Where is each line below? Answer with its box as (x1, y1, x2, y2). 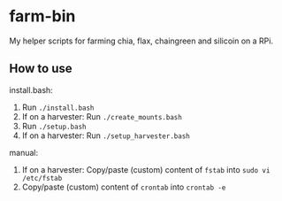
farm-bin (9, 6, 76, 27)
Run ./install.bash (21, 102, 95, 112)
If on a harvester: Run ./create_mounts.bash (21, 111, 183, 121)
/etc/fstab (21, 174, 63, 182)
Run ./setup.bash (21, 120, 87, 131)
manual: (9, 147, 38, 158)
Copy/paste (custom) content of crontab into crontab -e (21, 182, 226, 192)
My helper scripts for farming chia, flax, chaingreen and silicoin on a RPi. (9, 35, 274, 46)
